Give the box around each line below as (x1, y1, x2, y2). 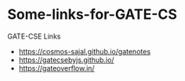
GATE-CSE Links (7, 31, 61, 41)
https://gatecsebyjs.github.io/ (18, 55, 114, 64)
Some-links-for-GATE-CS (7, 6, 178, 24)
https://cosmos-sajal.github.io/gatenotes (18, 46, 151, 56)
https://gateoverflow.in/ (18, 63, 95, 72)
